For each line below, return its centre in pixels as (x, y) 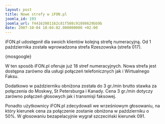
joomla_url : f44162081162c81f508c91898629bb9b (54, 23)
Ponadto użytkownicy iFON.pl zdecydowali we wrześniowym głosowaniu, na (82, 106)
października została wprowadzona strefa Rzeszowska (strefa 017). (73, 47)
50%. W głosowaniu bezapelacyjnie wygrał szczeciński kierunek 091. (75, 116)
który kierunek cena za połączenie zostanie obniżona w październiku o (77, 111)
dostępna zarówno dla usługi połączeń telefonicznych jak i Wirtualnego (77, 71)
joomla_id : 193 (21, 19)
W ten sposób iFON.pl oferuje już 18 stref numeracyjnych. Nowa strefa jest (81, 66)
